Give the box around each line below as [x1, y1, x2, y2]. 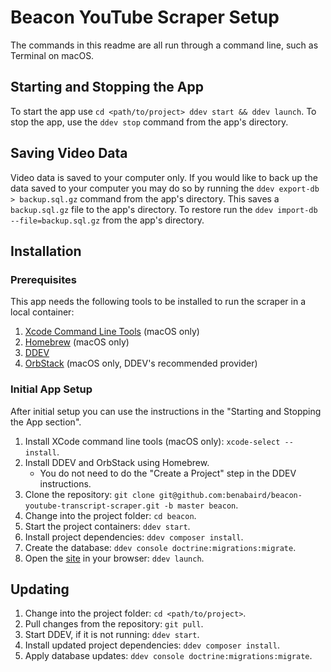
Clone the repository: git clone [24, 488, 155, 500]
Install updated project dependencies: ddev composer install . [24, 639, 280, 651]
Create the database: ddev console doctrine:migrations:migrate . [24, 541, 297, 553]
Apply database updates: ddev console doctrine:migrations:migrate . [24, 650, 313, 662]
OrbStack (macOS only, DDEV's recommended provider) [24, 357, 258, 370]
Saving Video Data [10, 145, 128, 162]
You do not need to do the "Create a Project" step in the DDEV [39, 467, 297, 479]
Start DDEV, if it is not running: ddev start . [24, 629, 200, 641]
